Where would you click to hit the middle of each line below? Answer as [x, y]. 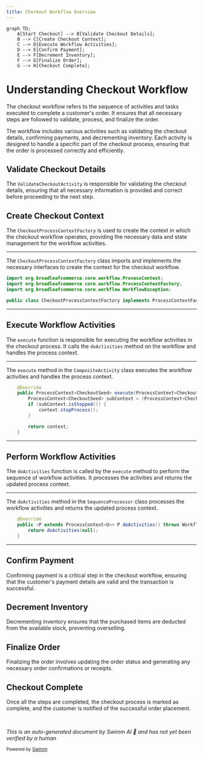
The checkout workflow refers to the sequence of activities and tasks [93, 106]
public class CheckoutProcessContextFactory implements [78, 301]
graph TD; [19, 28]
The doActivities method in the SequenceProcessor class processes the [95, 502]
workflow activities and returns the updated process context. [82, 508]
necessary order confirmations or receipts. [60, 668]
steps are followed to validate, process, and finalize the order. [83, 119]
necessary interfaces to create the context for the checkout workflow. [93, 267]
